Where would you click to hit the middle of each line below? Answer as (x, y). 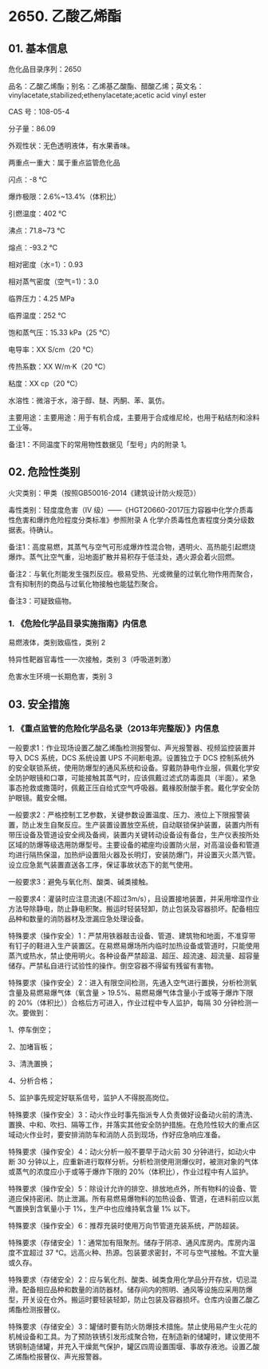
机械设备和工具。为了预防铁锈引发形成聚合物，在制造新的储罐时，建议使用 (130, 1336)
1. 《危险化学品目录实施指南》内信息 (78, 623)
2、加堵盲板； (32, 1046)
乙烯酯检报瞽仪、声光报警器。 (57, 1356)
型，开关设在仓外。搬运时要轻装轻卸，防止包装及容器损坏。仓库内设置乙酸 (130, 1299)
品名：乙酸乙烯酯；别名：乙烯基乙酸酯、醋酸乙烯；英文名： (106, 86)
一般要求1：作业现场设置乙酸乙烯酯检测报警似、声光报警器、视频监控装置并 (132, 748)
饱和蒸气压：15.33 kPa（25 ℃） (61, 332)
